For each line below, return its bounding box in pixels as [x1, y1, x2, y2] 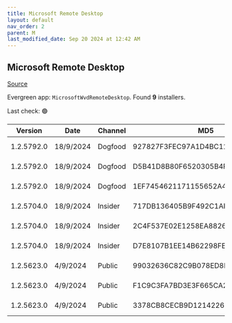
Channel [97, 126, 126, 135]
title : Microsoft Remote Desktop [7, 10, 104, 17]
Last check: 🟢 [7, 106, 48, 115]
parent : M [7, 29, 36, 37]
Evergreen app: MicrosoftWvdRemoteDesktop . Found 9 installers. [7, 92, 186, 101]
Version [16, 126, 43, 135]
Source [7, 79, 28, 88]
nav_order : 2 [7, 23, 45, 30]
